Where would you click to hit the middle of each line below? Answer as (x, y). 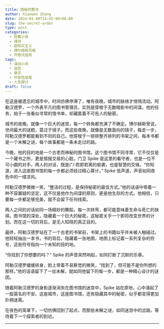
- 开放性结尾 (21, 77)
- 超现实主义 (21, 46)
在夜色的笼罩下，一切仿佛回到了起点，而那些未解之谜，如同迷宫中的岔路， (80, 310)
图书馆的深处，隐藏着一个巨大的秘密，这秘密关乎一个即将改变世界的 (82, 215)
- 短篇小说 (19, 37)
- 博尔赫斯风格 (23, 50)
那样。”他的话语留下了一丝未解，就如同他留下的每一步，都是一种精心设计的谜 (82, 271)
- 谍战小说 (19, 64)
